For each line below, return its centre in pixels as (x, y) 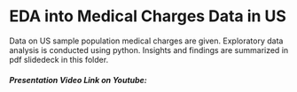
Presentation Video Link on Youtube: (78, 80)
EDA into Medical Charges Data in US (148, 16)
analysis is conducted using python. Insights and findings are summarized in (149, 50)
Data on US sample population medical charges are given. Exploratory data (146, 41)
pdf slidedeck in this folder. (59, 59)
